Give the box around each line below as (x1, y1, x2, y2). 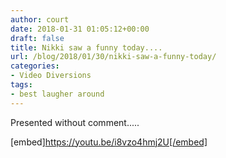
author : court (10, 14, 70, 25)
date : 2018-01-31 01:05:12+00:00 (10, 24, 150, 34)
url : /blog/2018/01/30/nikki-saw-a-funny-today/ (10, 52, 217, 62)
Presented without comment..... (10, 116, 140, 128)
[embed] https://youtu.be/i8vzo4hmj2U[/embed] (10, 136, 208, 148)
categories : (10, 61, 60, 71)
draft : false (10, 33, 65, 43)
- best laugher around (10, 89, 105, 99)
